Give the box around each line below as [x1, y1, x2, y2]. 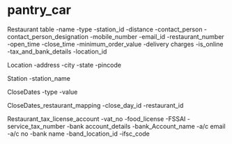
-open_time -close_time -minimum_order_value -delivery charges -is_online [7, 40, 224, 48]
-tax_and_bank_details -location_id [7, 47, 107, 56]
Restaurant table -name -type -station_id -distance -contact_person [7, 25, 203, 33]
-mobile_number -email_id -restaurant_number [89, 32, 224, 40]
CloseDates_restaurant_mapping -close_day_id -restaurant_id [7, 101, 184, 109]
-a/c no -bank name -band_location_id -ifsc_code [7, 129, 150, 138]
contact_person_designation [7, 32, 88, 40]
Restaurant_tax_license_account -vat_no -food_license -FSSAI [7, 114, 186, 123]
